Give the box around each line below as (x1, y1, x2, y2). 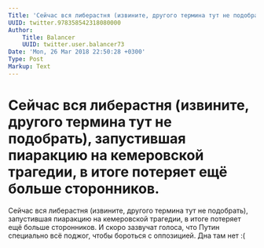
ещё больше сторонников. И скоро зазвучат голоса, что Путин (8, 222, 220, 232)
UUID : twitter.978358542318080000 (8, 19, 122, 27)
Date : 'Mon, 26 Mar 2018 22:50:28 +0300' (8, 48, 146, 56)
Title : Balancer (22, 33, 76, 42)
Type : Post (8, 56, 44, 64)
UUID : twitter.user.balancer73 (22, 41, 125, 49)
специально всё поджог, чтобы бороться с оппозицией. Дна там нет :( (8, 231, 246, 240)
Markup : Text (8, 63, 51, 71)
